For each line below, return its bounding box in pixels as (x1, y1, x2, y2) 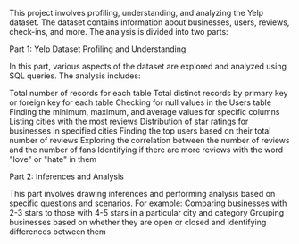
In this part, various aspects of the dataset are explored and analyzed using (9, 61, 287, 71)
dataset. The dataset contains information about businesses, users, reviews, (9, 17, 290, 28)
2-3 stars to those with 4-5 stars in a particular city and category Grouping (9, 207, 284, 217)
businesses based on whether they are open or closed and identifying (9, 217, 267, 227)
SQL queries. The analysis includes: (9, 70, 141, 81)
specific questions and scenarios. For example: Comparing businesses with (9, 198, 287, 208)
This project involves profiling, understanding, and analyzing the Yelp (9, 8, 264, 18)
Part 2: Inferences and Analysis (9, 171, 125, 182)
